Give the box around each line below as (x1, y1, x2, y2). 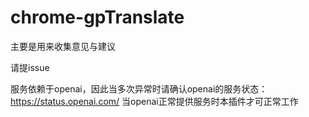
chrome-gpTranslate (10, 6, 185, 29)
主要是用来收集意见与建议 (10, 40, 116, 52)
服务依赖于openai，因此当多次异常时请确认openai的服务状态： (10, 82, 268, 95)
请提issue (10, 61, 50, 73)
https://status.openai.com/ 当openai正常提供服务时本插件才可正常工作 (10, 95, 299, 107)
